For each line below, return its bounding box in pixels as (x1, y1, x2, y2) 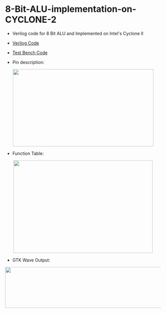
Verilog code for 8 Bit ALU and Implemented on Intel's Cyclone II (12, 30, 144, 36)
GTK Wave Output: (12, 257, 50, 263)
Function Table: (12, 150, 44, 156)
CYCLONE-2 (5, 14, 57, 25)
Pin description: (12, 59, 44, 65)
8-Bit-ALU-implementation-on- (5, 3, 137, 15)
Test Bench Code (12, 50, 48, 56)
